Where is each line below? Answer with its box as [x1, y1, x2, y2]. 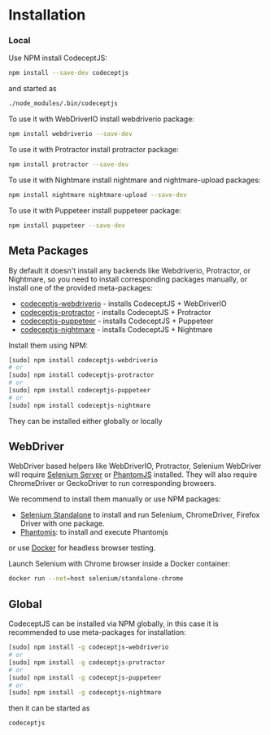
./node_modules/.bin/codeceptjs [8, 99, 118, 107]
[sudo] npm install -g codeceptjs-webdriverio [8, 643, 169, 652]
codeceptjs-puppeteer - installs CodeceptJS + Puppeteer [20, 316, 214, 326]
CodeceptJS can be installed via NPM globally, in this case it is [8, 619, 219, 628]
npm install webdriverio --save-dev [8, 130, 133, 138]
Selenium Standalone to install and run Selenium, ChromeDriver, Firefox [20, 510, 260, 520]
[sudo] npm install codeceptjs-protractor [8, 371, 155, 379]
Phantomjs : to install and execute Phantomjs [20, 527, 169, 537]
